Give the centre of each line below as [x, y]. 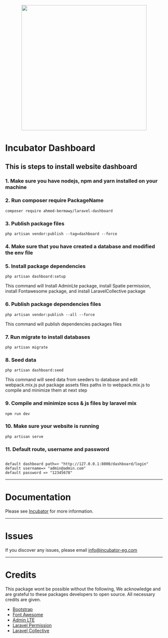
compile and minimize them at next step [46, 390]
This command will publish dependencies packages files [63, 324]
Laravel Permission [32, 625]
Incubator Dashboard [50, 148]
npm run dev [17, 414]
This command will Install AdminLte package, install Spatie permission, [78, 286]
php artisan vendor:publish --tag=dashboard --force [61, 234]
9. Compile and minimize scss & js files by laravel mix [71, 403]
